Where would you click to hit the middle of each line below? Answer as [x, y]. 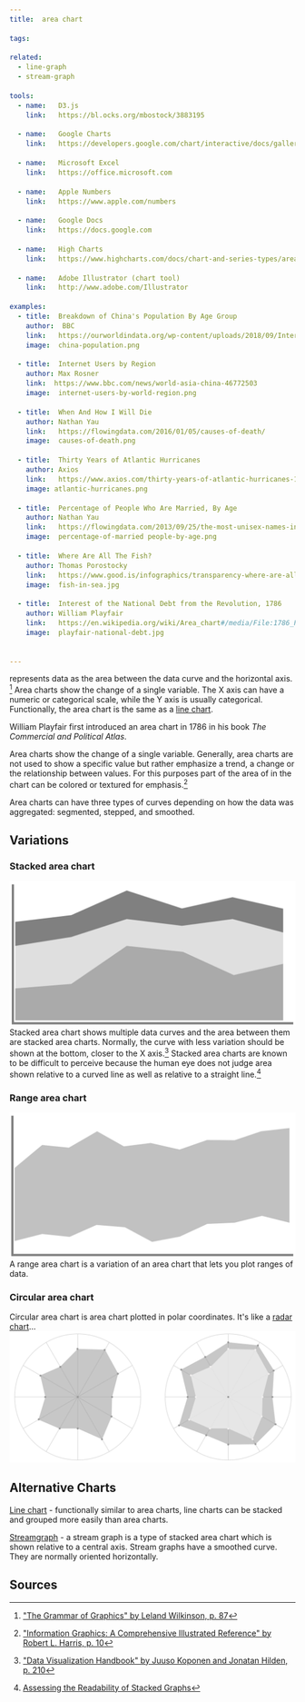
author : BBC [50, 326]
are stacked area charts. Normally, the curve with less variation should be [147, 1042]
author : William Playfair [75, 613]
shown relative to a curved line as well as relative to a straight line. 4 [135, 1073]
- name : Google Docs [60, 221]
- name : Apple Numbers [64, 192]
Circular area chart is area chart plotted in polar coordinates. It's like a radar [151, 1317]
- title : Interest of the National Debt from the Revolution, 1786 [150, 604]
